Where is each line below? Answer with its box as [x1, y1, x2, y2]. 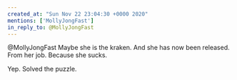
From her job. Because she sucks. [7, 51, 108, 59]
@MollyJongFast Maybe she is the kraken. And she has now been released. [7, 44, 230, 52]
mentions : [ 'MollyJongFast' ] [7, 17, 94, 24]
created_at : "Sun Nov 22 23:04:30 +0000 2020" [7, 10, 148, 18]
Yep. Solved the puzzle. [7, 65, 77, 74]
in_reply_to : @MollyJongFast [7, 24, 94, 31]
